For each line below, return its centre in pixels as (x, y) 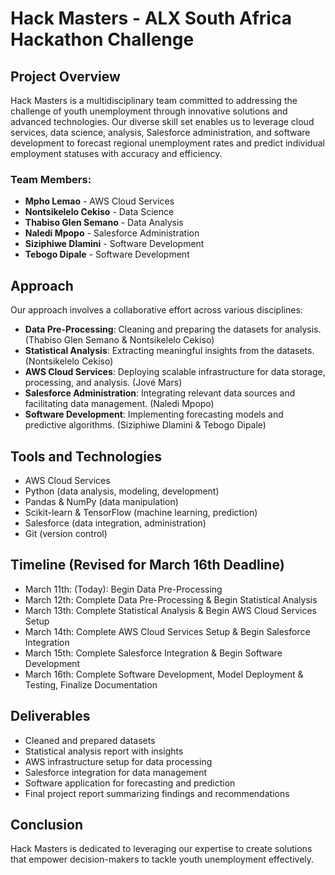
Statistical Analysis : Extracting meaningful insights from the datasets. (169, 351)
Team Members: (51, 179)
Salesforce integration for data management (115, 772)
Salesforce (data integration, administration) (115, 523)
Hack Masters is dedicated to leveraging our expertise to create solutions (161, 849)
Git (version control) (66, 533)
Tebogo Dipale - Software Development (107, 254)
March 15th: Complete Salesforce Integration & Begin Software (153, 653)
